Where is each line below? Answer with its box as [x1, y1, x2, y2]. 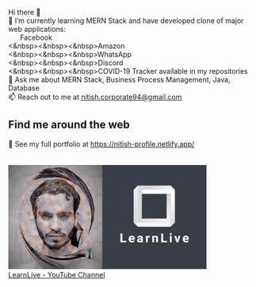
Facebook [19, 33, 53, 42]
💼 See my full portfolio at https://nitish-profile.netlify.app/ [8, 139, 195, 148]
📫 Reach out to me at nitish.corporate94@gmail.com [8, 92, 182, 101]
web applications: [8, 25, 66, 33]
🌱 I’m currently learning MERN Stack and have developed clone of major [8, 16, 244, 25]
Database [8, 83, 40, 93]
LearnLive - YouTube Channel [8, 270, 105, 279]
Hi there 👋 [8, 8, 41, 17]
